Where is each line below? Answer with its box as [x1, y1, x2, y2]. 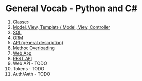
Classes [12, 19, 29, 25]
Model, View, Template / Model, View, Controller [12, 24, 110, 30]
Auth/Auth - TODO [12, 71, 51, 77]
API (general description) [12, 40, 63, 45]
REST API [12, 55, 32, 61]
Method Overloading [12, 45, 55, 51]
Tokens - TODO [12, 65, 45, 71]
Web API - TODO [12, 61, 47, 66]
